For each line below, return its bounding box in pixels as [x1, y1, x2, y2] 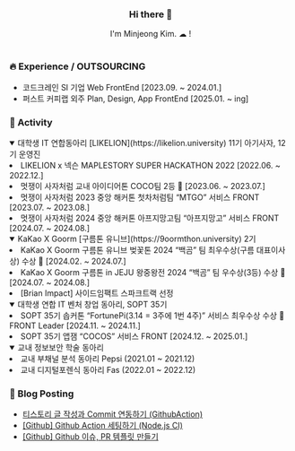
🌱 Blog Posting [9, 387, 74, 400]
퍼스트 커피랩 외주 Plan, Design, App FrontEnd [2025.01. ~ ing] [22, 93, 249, 104]
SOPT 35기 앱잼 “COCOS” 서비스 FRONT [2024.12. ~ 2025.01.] [21, 331, 248, 342]
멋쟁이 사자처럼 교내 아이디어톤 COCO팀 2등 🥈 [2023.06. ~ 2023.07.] [21, 180, 266, 191]
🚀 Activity [9, 116, 53, 128]
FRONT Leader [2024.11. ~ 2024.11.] [9, 320, 141, 331]
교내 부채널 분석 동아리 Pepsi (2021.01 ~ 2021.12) [21, 353, 195, 364]
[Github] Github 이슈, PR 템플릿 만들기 [22, 431, 159, 442]
